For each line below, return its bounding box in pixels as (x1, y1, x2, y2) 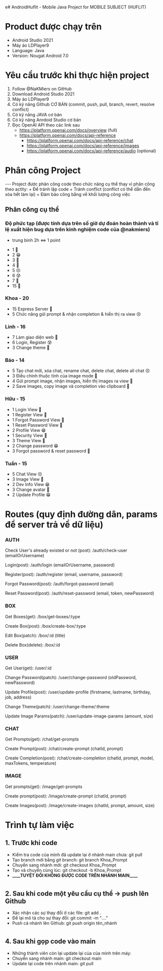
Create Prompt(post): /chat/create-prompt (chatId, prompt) (5, 746, 123, 752)
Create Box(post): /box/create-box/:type (5, 623, 86, 629)
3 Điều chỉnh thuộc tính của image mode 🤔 (12, 373, 98, 379)
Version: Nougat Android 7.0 (12, 53, 69, 58)
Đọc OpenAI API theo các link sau (12, 122, 80, 128)
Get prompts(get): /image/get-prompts (5, 783, 83, 790)
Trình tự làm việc (5, 819, 74, 830)
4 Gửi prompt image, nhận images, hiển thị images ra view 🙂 (12, 378, 133, 384)
